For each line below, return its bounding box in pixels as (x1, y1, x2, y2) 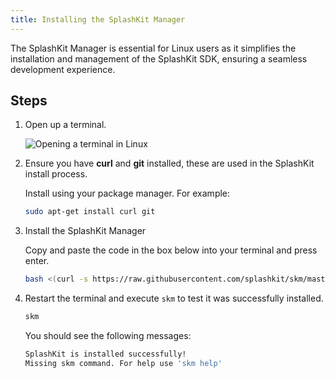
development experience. (10, 63, 116, 75)
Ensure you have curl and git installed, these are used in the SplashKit (24, 157, 315, 170)
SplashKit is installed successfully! (24, 349, 187, 360)
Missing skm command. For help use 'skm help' (24, 358, 223, 368)
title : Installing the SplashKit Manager (10, 14, 186, 25)
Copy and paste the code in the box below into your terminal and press (24, 244, 318, 256)
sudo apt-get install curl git (24, 207, 156, 217)
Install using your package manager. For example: (24, 187, 231, 200)
